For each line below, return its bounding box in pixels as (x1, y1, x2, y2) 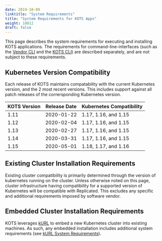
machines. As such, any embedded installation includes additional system (5, 225, 153, 231)
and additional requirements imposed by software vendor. (5, 193, 121, 199)
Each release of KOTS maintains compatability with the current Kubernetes (5, 81, 155, 87)
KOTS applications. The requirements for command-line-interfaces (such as (5, 44, 157, 50)
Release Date (45, 103, 77, 110)
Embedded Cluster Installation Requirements (5, 207, 144, 216)
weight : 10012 (5, 20, 34, 26)
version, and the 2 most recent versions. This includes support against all (5, 86, 152, 92)
